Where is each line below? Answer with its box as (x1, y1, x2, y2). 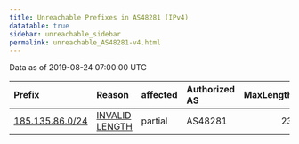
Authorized (186, 84, 236, 96)
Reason (96, 89, 129, 101)
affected (141, 89, 178, 101)
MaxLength (243, 89, 294, 101)
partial (141, 115, 168, 127)
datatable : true (9, 21, 69, 30)
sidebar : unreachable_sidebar (9, 29, 122, 38)
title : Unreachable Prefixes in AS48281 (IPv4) (9, 12, 190, 22)
